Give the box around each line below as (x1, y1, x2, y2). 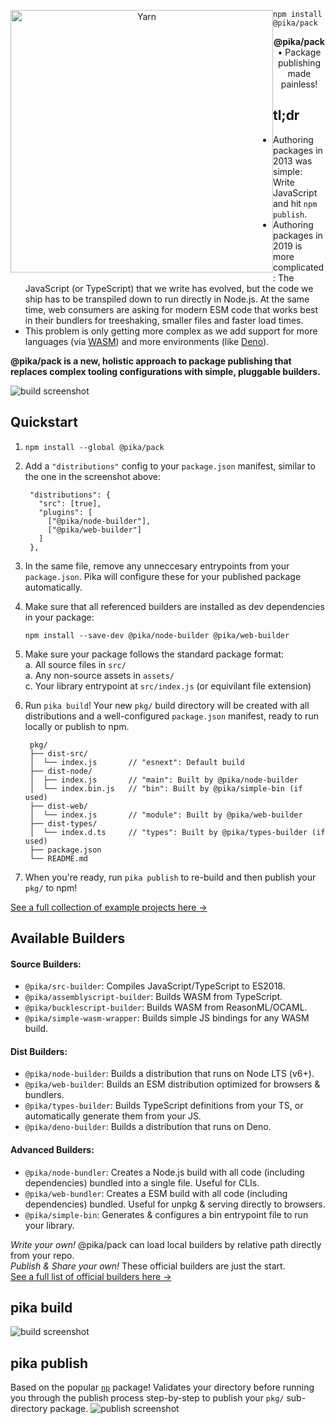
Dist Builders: (10, 1045, 68, 1057)
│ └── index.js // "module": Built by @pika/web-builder (29, 810, 303, 820)
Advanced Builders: (10, 1144, 95, 1156)
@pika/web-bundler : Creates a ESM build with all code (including (24, 1187, 288, 1199)
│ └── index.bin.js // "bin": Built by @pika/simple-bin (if (29, 783, 303, 794)
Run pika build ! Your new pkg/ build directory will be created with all (24, 699, 310, 711)
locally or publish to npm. (24, 720, 130, 732)
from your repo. (10, 1249, 75, 1261)
